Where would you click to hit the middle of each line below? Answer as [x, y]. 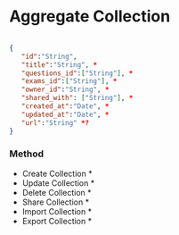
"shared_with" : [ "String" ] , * [77, 98]
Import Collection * [57, 211]
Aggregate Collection [90, 17]
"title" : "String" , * [59, 64]
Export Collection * [57, 221]
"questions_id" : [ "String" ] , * [77, 73]
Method [27, 154]
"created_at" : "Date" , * [65, 106]
